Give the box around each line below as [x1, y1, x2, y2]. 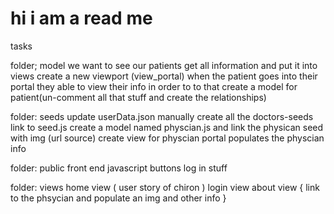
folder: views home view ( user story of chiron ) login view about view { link [10, 181, 320, 193]
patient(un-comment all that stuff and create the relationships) [10, 91, 267, 103]
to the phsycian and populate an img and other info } [10, 192, 227, 204]
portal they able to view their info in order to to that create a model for [10, 80, 298, 92]
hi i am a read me [10, 7, 153, 30]
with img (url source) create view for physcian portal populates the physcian [10, 132, 325, 144]
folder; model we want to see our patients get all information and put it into [10, 59, 318, 71]
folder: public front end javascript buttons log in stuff [10, 162, 228, 174]
